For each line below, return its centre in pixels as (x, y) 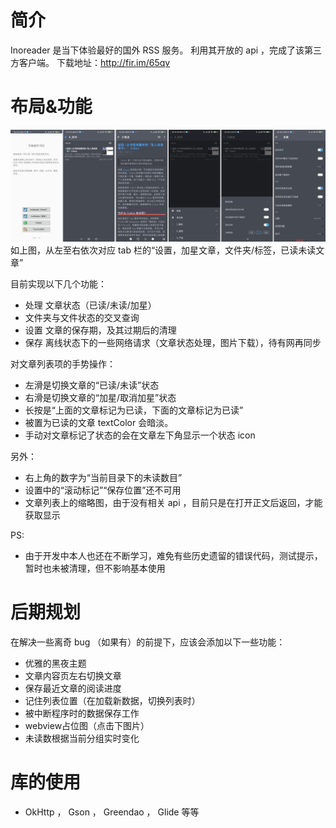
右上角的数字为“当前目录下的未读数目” (103, 478)
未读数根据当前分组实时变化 (82, 738)
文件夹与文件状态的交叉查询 (82, 318)
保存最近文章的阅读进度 (73, 688)
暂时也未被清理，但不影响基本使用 (95, 568)
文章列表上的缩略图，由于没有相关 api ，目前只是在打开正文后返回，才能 (173, 503)
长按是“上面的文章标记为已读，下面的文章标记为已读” (134, 410)
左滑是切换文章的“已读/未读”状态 (92, 385)
